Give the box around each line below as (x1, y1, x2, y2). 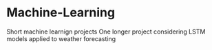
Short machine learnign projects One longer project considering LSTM (6, 27, 206, 36)
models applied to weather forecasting (6, 34, 116, 42)
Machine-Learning (6, 5, 115, 21)
